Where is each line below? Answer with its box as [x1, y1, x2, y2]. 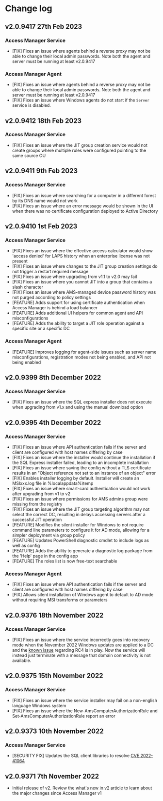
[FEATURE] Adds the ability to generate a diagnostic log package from [12, 547, 153, 554]
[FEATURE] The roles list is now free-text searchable [12, 558, 117, 564]
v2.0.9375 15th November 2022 [5, 672, 103, 680]
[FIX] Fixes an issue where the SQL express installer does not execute [12, 399, 152, 405]
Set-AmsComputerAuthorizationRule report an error [12, 713, 115, 719]
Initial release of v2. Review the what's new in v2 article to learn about [12, 785, 152, 791]
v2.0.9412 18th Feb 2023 [5, 117, 81, 125]
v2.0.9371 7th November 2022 [5, 772, 99, 781]
